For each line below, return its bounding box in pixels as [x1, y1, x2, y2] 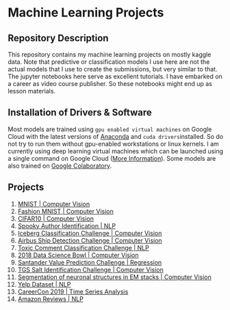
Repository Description [8, 32, 109, 44]
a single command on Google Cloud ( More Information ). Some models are [8, 154, 216, 162]
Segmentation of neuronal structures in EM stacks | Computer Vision [17, 273, 212, 281]
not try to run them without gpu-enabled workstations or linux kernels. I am [8, 140, 220, 148]
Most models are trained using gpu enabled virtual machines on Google [8, 125, 212, 133]
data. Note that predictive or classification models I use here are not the [8, 58, 210, 66]
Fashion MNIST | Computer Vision [17, 207, 114, 215]
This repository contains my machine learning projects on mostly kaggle [8, 50, 212, 58]
